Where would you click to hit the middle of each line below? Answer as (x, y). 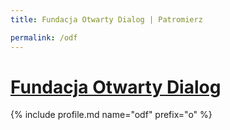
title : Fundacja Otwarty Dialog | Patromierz (106, 19)
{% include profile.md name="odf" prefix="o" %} (111, 115)
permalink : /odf (44, 37)
